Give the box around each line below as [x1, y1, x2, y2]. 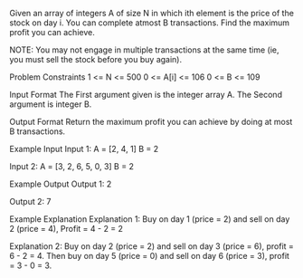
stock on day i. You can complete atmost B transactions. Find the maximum [9, 17, 290, 28]
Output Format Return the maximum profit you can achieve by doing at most [9, 117, 293, 127]
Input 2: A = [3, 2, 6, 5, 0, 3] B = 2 [9, 161, 134, 171]
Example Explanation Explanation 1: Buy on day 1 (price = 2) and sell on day [9, 214, 290, 225]
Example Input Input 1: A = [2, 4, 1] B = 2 [9, 144, 159, 154]
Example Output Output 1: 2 [9, 178, 112, 189]
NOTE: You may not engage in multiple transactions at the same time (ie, [9, 44, 279, 55]
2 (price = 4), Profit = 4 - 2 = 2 [9, 224, 124, 234]
